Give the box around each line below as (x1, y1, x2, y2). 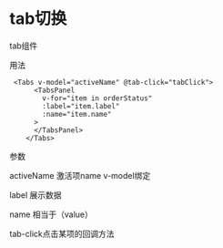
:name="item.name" (42, 109, 112, 119)
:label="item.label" (42, 101, 120, 110)
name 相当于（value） (9, 209, 93, 220)
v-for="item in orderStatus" (42, 93, 153, 103)
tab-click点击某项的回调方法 (9, 228, 115, 239)
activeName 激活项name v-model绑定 (9, 170, 151, 181)
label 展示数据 (9, 189, 62, 201)
